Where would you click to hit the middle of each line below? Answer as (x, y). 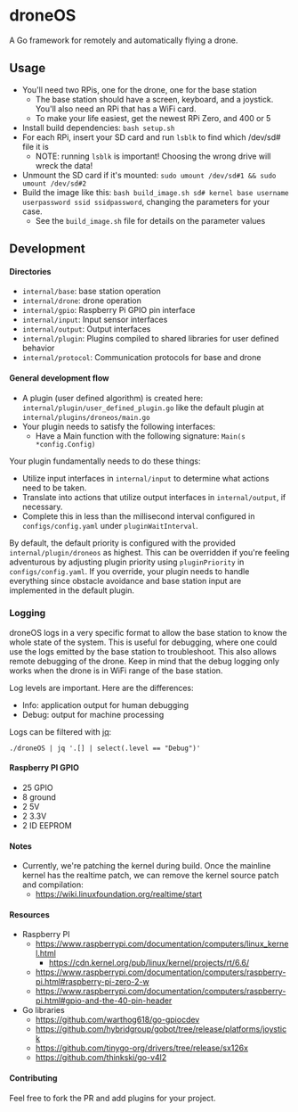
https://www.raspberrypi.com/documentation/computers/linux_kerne (162, 944)
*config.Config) (65, 444)
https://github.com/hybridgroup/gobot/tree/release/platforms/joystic (161, 1029)
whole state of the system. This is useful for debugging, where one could (143, 642)
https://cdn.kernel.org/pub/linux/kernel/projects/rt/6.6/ (149, 963)
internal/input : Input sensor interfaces (95, 320)
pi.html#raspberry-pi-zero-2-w (92, 982)
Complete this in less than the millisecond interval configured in (138, 516)
